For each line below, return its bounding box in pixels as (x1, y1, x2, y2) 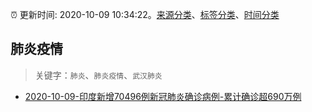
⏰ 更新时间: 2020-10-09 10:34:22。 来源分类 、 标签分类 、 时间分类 (10, 9, 280, 20)
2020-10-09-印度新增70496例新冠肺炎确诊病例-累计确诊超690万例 (24, 90, 302, 102)
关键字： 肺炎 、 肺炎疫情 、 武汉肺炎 (34, 69, 163, 81)
